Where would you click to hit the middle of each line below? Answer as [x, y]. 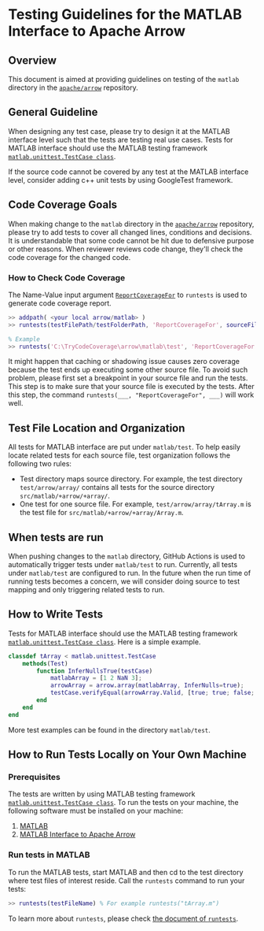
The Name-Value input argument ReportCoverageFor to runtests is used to [128, 295]
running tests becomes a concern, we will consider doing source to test [124, 581]
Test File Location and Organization [97, 428]
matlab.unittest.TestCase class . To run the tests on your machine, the [123, 803]
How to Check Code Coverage [67, 277]
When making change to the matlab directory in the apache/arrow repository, [131, 224]
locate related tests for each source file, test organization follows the [119, 455]
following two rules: [40, 464]
